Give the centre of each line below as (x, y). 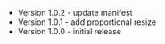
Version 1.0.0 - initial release (70, 31)
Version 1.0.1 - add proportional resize (87, 22)
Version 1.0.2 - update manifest (75, 13)
